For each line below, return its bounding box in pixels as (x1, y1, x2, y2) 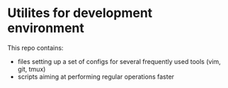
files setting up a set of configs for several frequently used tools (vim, (17, 57, 221, 65)
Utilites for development (7, 5, 153, 21)
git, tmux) (17, 65, 46, 73)
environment (7, 20, 85, 36)
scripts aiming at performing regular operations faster (17, 72, 175, 81)
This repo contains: (7, 43, 64, 52)
